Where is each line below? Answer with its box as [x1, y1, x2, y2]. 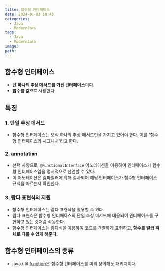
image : [5, 44, 19, 49]
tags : [5, 30, 16, 35]
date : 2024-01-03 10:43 [5, 12, 54, 17]
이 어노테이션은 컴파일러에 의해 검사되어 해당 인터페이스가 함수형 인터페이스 [12, 175, 158, 181]
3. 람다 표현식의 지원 [5, 194, 51, 201]
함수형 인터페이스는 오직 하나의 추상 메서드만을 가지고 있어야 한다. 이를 [12, 132, 148, 138]
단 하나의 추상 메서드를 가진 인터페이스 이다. [12, 82, 95, 88]
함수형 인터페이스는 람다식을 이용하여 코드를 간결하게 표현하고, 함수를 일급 [12, 225, 154, 231]
